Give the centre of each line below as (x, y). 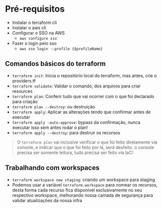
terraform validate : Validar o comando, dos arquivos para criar (76, 86)
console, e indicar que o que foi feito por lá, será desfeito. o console (86, 147)
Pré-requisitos (35, 9)
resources (22, 91)
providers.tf (24, 81)
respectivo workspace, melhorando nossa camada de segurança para (82, 195)
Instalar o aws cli (29, 27)
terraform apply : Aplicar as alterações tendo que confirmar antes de (81, 112)
